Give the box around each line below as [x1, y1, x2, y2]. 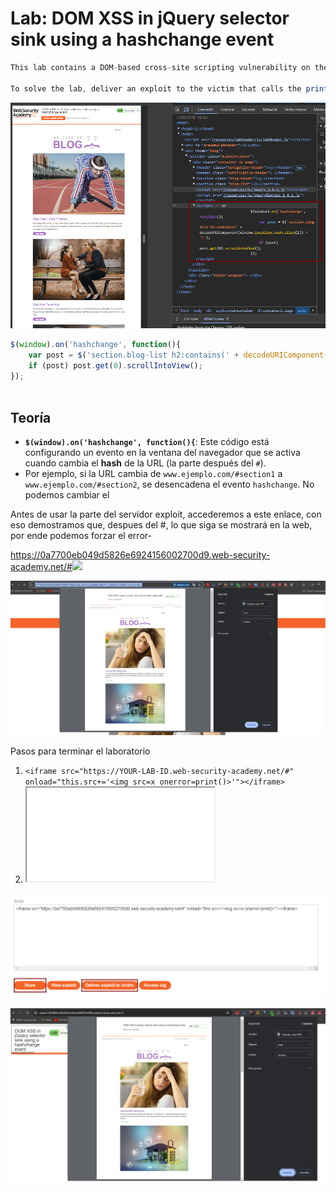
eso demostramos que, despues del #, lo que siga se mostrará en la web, [10, 519, 313, 531]
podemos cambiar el [24, 489, 110, 501]
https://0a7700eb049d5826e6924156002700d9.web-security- [10, 549, 271, 561]
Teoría [10, 410, 52, 427]
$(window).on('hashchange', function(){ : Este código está [24, 436, 270, 448]
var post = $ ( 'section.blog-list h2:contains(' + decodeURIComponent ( [28, 350, 329, 361]
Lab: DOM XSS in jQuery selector [10, 7, 290, 30]
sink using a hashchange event [10, 28, 275, 51]
